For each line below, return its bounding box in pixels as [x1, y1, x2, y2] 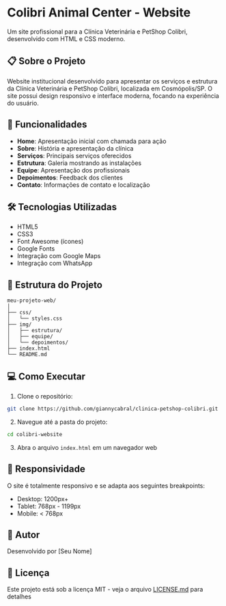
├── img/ [7, 321, 32, 328]
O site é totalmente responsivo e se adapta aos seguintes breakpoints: [7, 481, 206, 490]
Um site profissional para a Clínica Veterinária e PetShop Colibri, [7, 27, 188, 36]
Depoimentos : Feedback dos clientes [16, 173, 123, 181]
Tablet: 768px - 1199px [16, 502, 81, 510]
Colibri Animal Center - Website [7, 5, 191, 21]
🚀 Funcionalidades [7, 118, 87, 131]
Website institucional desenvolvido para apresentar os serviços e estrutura [7, 77, 218, 85]
